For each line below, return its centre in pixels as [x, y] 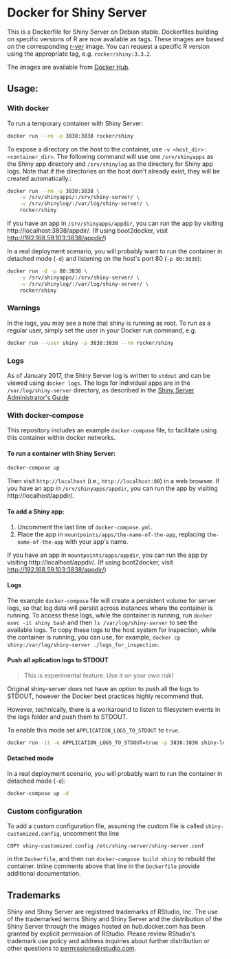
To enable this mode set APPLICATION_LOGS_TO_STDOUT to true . [93, 730]
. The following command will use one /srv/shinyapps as [133, 156]
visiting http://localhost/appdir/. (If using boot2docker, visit [90, 562]
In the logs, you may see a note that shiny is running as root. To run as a [109, 323]
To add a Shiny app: [36, 512]
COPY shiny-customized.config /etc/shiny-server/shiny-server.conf [106, 846]
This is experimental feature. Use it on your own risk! [99, 675]
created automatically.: [40, 178]
